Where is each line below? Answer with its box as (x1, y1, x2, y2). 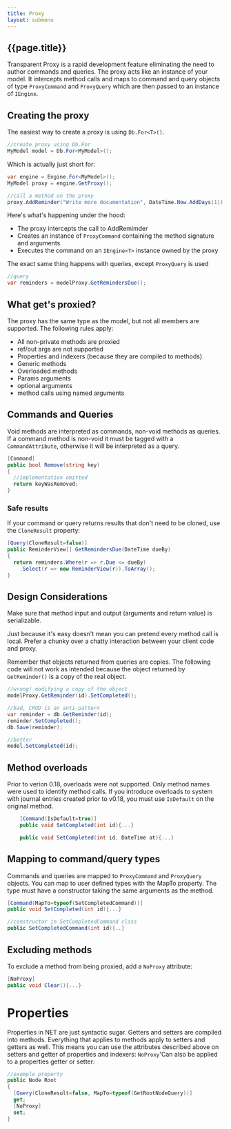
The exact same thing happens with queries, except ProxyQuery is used (7, 260, 209, 268)
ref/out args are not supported (17, 345, 103, 353)
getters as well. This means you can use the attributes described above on (7, 1042, 219, 1051)
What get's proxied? (7, 298, 97, 310)
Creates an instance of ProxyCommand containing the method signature (17, 232, 215, 240)
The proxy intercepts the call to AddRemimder (17, 225, 148, 233)
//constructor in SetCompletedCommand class (7, 918, 137, 926)
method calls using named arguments (17, 389, 125, 397)
